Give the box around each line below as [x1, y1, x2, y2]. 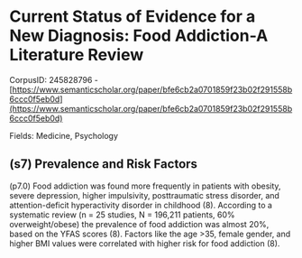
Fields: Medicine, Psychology [9, 130, 119, 141]
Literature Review [9, 45, 144, 65]
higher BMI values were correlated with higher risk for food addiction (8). [9, 237, 280, 249]
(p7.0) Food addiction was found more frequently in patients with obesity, [9, 180, 281, 191]
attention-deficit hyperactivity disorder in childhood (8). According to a [9, 199, 273, 210]
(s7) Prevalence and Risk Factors [9, 156, 198, 172]
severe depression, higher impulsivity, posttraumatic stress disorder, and [9, 189, 279, 200]
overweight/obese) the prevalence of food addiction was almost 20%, [9, 218, 270, 229]
